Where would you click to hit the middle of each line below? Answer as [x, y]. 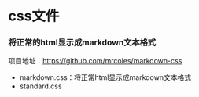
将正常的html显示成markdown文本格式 [82, 42]
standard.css [41, 86]
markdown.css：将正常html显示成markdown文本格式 [105, 77]
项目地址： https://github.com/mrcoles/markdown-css [95, 61]
